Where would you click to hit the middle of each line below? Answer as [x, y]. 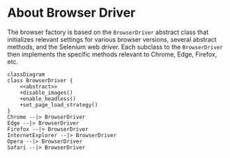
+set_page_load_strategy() [59, 105]
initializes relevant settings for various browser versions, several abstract [112, 39]
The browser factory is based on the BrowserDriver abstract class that [108, 32]
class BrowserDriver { [40, 80]
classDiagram [26, 74]
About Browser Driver [71, 13]
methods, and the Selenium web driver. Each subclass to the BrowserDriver [115, 47]
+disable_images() [46, 93]
